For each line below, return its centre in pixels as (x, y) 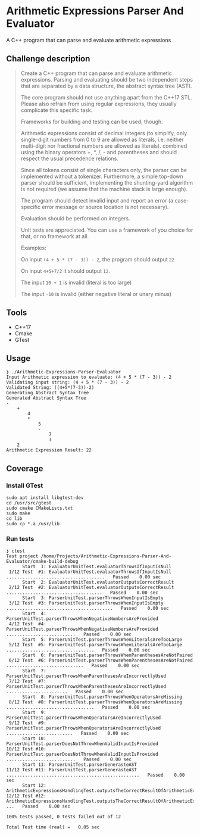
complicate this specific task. (57, 110)
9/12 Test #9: (27, 723)
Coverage (25, 468)
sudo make (18, 513)
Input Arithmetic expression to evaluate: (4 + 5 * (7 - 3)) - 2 (89, 377)
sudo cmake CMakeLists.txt (40, 508)
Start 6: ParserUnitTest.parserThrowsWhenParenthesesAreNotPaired (107, 655)
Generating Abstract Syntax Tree (48, 393)
